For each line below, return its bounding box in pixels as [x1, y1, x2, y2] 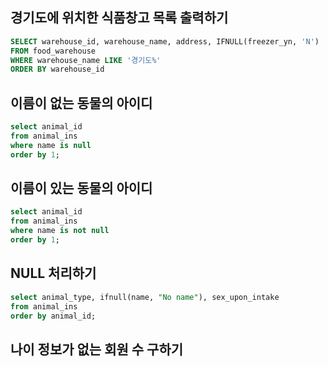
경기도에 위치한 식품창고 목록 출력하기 [10, 9, 229, 27]
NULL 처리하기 [10, 265, 97, 282]
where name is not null [10, 226, 110, 236]
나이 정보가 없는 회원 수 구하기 [10, 341, 184, 358]
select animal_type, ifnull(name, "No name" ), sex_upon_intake [10, 292, 280, 302]
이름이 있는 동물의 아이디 [10, 180, 153, 197]
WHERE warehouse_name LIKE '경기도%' [10, 55, 162, 65]
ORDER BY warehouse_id [10, 64, 105, 75]
